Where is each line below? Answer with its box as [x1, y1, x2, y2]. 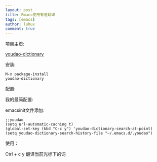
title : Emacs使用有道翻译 [5, 12, 56, 17]
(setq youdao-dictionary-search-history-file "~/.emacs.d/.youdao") [5, 131, 153, 136]
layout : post [5, 7, 33, 13]
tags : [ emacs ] [5, 17, 35, 22]
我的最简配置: [5, 96, 34, 103]
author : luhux [5, 21, 35, 27]
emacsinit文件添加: [5, 107, 45, 113]
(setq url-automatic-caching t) [5, 122, 73, 127]
